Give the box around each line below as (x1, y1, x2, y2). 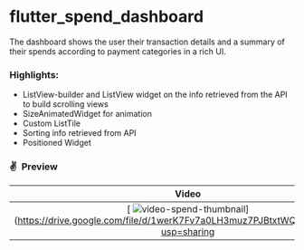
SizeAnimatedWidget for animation (22, 109, 152, 120)
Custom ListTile (22, 118, 81, 129)
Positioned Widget (22, 138, 92, 149)
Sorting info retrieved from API (22, 128, 138, 139)
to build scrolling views (22, 99, 109, 110)
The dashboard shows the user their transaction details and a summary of (9, 36, 285, 47)
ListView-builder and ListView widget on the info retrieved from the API (22, 89, 288, 101)
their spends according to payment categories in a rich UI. (9, 45, 226, 56)
